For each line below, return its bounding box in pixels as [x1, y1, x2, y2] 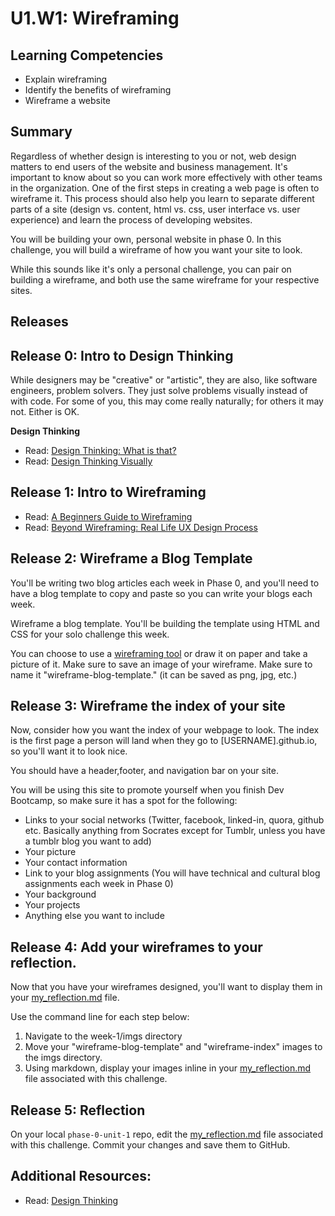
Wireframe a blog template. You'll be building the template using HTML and [10, 617, 320, 629]
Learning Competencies [10, 47, 164, 64]
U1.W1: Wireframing [10, 7, 180, 30]
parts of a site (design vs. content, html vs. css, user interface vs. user [10, 203, 301, 215]
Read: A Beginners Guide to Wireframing [24, 510, 193, 522]
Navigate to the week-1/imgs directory [24, 1030, 183, 1042]
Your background [24, 888, 97, 901]
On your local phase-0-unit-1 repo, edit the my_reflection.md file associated [10, 1128, 324, 1141]
